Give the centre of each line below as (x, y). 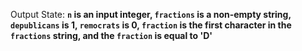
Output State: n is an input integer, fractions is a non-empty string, (151, 14)
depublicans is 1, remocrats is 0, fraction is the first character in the (151, 25)
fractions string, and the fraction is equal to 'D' (111, 35)
